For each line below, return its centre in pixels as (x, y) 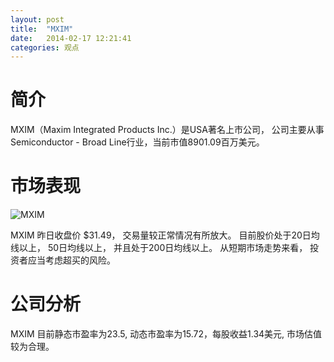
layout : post (37, 19)
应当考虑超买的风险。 (71, 260)
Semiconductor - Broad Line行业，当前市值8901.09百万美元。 (137, 142)
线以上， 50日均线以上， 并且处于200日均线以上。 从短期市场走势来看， (159, 248)
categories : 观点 (45, 47)
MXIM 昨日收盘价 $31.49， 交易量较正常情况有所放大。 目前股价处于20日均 (165, 235)
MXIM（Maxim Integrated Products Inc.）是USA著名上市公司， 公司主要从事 (167, 130)
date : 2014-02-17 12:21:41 (71, 38)
